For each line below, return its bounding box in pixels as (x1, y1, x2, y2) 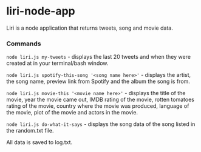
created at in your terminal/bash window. (6, 59, 109, 67)
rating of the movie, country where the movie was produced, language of (6, 102, 189, 110)
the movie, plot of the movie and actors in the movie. (6, 109, 138, 116)
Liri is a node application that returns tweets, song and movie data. (6, 24, 173, 31)
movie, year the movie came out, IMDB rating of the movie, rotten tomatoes (6, 96, 194, 104)
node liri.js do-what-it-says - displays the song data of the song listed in (6, 121, 196, 128)
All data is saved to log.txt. (6, 139, 73, 146)
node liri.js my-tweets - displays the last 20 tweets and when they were (6, 53, 191, 61)
